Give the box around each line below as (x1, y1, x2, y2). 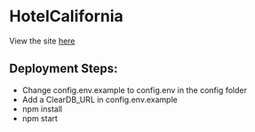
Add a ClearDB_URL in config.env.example (21, 94, 178, 105)
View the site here (9, 35, 76, 46)
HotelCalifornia (9, 6, 124, 27)
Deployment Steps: (9, 61, 118, 76)
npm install (21, 104, 63, 114)
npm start (21, 113, 58, 123)
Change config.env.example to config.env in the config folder (21, 84, 247, 95)
